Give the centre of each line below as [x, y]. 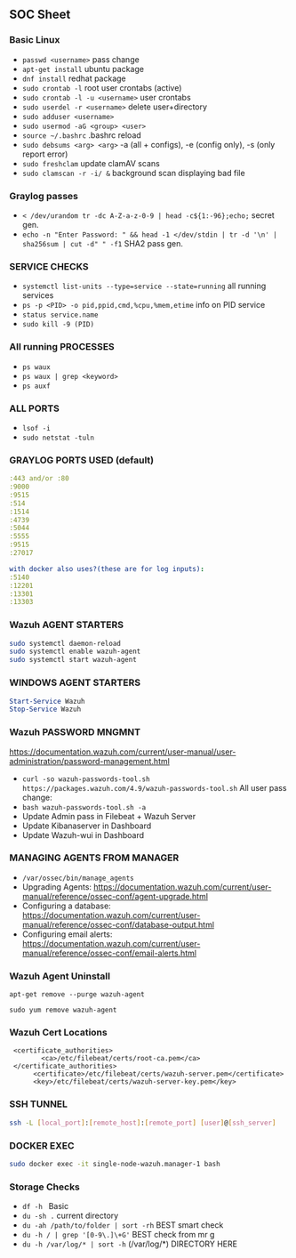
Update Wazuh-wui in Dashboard [83, 835]
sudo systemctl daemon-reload [65, 643]
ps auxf [36, 386]
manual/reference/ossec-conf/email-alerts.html [109, 953]
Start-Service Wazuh [48, 701]
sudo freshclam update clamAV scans [91, 163]
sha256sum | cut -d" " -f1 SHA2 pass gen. [103, 243]
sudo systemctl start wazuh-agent [73, 660]
